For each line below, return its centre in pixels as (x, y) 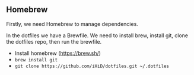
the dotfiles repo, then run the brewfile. (54, 41)
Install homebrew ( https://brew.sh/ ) (58, 53)
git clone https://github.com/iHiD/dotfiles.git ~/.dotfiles (92, 66)
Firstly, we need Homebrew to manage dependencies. (72, 24)
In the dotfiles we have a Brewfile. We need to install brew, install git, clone (97, 35)
